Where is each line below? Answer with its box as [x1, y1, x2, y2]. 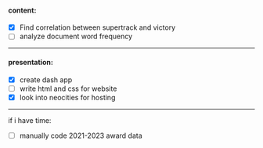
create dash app [19, 74, 73, 85]
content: [8, 5, 37, 15]
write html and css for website [19, 84, 117, 93]
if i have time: [8, 115, 52, 125]
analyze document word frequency [19, 31, 133, 42]
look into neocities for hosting [19, 92, 116, 102]
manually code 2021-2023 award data [19, 131, 142, 140]
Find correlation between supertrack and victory [19, 23, 176, 32]
